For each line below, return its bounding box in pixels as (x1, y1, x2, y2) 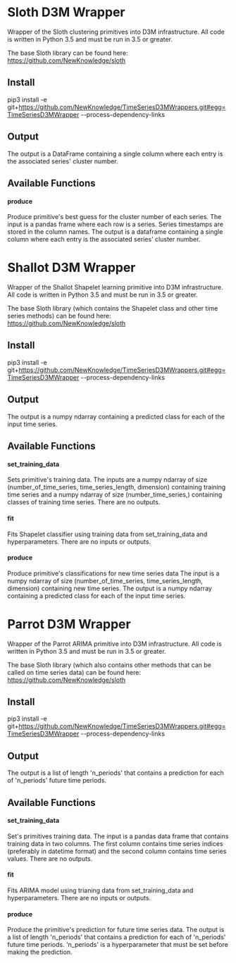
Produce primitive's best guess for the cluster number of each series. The (7, 213, 222, 221)
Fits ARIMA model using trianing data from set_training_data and (7, 886, 194, 895)
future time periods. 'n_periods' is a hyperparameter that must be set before (7, 940, 229, 949)
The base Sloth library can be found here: (7, 49, 128, 57)
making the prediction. (7, 948, 73, 957)
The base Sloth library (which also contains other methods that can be (7, 660, 211, 669)
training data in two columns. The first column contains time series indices (7, 839, 223, 847)
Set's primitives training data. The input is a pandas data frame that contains (7, 832, 229, 840)
